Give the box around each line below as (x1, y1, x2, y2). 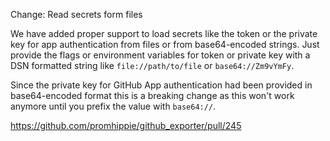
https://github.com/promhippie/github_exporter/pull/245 (10, 120, 242, 131)
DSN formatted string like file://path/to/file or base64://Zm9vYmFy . (10, 60, 295, 71)
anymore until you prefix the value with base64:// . (10, 100, 217, 112)
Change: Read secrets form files (10, 9, 143, 20)
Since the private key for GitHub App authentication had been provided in (10, 79, 313, 91)
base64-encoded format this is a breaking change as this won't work (10, 90, 295, 101)
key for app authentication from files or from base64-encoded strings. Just (10, 39, 320, 50)
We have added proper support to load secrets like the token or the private (10, 28, 318, 39)
